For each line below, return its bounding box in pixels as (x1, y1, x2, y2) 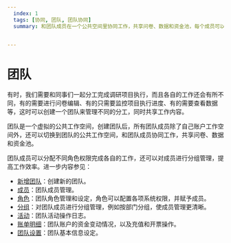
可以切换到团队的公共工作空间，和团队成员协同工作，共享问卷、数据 (30, 131, 224, 139)
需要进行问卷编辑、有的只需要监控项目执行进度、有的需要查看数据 (30, 99, 218, 107)
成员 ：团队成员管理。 (16, 186, 78, 194)
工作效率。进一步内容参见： (12, 163, 91, 171)
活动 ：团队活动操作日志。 (16, 211, 90, 220)
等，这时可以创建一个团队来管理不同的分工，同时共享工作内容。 (7, 108, 188, 116)
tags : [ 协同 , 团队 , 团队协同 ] (13, 16, 91, 23)
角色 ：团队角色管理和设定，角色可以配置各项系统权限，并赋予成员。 (16, 194, 210, 202)
